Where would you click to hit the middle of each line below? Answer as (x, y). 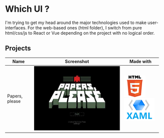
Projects (18, 48)
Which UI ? (27, 9)
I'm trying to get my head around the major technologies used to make (76, 23)
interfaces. (16, 27)
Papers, (15, 96)
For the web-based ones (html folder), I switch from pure (85, 27)
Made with (140, 62)
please (14, 101)
